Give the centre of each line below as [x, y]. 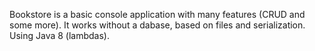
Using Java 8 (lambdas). [59, 35]
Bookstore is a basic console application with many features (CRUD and [157, 14]
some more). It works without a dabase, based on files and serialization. [157, 25]
